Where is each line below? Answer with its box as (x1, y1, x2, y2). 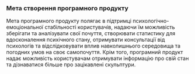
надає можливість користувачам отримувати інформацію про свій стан (6, 55, 189, 62)
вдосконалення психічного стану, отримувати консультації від (6, 36, 165, 43)
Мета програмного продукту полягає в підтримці (6, 18, 132, 25)
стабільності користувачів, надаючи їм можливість (44, 23, 175, 31)
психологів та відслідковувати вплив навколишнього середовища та (6, 42, 181, 49)
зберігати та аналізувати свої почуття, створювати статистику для (6, 30, 175, 37)
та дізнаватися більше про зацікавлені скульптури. (6, 61, 136, 68)
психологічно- (133, 18, 169, 25)
